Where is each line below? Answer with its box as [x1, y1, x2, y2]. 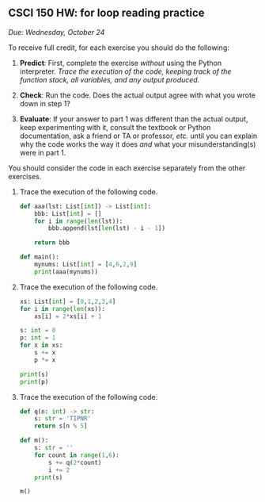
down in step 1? [19, 98, 71, 108]
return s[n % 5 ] [34, 422, 88, 431]
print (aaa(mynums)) [34, 267, 99, 276]
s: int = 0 [19, 327, 56, 335]
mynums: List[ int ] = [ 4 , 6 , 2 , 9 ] [34, 261, 138, 269]
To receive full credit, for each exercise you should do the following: [8, 43, 229, 52]
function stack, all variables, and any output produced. [19, 75, 200, 84]
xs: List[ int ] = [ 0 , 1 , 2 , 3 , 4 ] [19, 297, 116, 305]
